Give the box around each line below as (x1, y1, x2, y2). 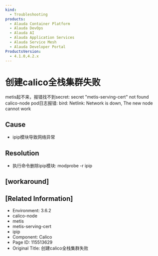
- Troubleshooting (9, 12, 48, 17)
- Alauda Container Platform (9, 21, 70, 26)
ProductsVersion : (5, 49, 41, 54)
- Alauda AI (9, 30, 35, 35)
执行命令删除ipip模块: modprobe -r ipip (12, 162, 93, 168)
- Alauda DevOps (9, 26, 43, 31)
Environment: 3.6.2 (12, 208, 51, 214)
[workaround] (5, 177, 49, 186)
